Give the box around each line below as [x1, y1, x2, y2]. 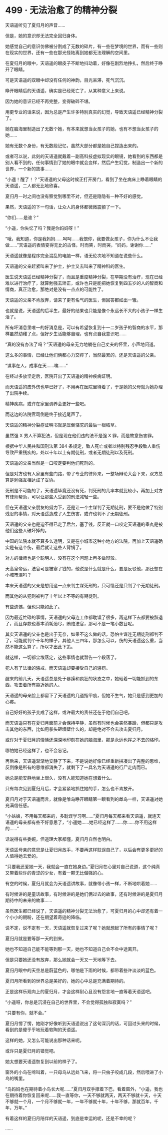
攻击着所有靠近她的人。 [13, 682, 62, 688]
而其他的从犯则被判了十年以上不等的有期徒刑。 [5, 593, 101, 599]
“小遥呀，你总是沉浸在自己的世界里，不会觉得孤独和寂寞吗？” [5, 999, 132, 1005]
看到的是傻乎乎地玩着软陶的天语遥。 [5, 1027, 80, 1033]
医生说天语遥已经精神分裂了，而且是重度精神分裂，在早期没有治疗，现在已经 [5, 273, 163, 280]
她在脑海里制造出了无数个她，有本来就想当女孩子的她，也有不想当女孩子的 [5, 125, 158, 131]
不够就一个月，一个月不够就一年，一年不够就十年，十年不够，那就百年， [5, 1098, 154, 1105]
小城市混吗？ [5, 572, 31, 578]
